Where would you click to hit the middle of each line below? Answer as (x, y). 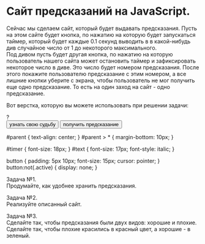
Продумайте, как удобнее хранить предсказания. (71, 186)
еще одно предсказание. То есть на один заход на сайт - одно (88, 86)
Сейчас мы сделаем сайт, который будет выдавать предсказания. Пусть (102, 28)
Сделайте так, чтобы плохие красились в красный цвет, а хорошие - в (99, 229)
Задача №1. (21, 179)
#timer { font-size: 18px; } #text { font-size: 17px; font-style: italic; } (91, 149)
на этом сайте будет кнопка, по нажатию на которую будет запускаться (101, 34)
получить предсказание (91, 124)
